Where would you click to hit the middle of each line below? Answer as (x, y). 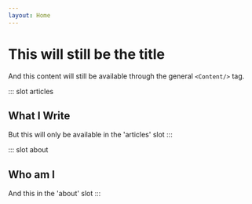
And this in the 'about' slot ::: (55, 194)
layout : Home (29, 15)
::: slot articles (31, 91)
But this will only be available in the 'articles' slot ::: (90, 135)
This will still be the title (87, 54)
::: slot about (28, 150)
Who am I (31, 175)
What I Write (39, 116)
